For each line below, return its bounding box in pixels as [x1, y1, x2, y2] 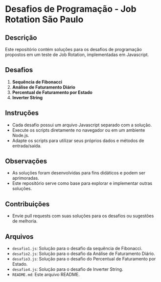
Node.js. [12, 132, 29, 138]
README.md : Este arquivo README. [12, 272, 80, 278]
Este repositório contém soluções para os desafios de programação [5, 47, 142, 52]
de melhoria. [12, 218, 38, 224]
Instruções [5, 109, 39, 117]
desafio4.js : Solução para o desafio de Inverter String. [12, 266, 123, 272]
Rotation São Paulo [5, 14, 84, 25]
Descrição [5, 33, 37, 42]
